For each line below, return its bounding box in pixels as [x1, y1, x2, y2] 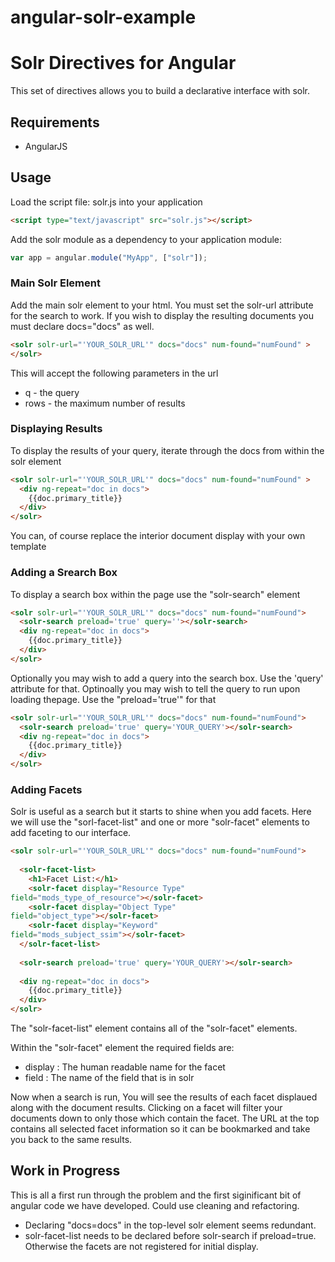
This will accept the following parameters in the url [10, 367, 219, 379]
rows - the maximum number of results [24, 397, 186, 409]
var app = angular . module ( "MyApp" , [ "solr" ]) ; [10, 252, 208, 263]
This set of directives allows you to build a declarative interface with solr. [10, 85, 311, 97]
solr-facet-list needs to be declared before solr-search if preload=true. [24, 1229, 317, 1241]
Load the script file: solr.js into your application [10, 196, 203, 208]
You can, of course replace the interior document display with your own [10, 530, 306, 542]
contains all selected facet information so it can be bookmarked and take [10, 1123, 311, 1135]
